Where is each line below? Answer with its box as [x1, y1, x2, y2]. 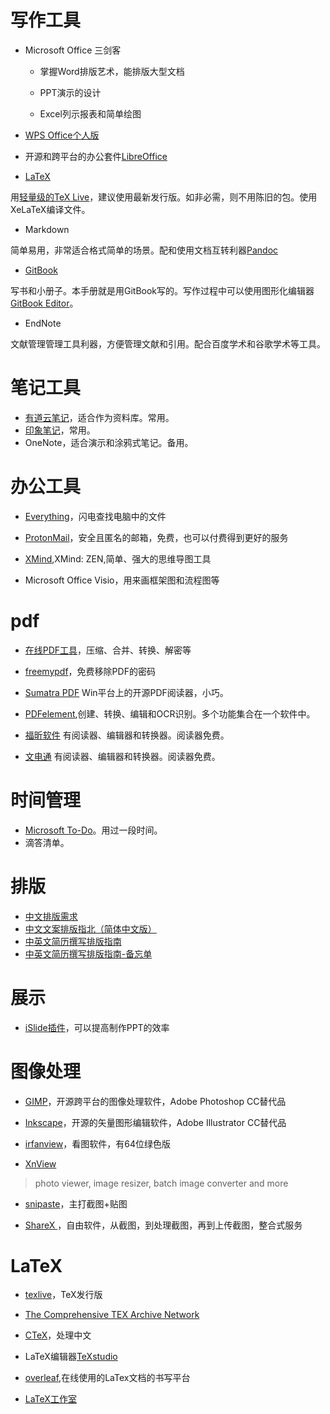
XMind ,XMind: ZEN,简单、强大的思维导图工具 [24, 552, 212, 565]
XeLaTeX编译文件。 [10, 203, 91, 215]
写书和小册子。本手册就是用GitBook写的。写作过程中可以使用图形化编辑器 [10, 284, 315, 296]
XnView [24, 1157, 57, 1170]
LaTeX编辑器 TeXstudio [24, 1351, 118, 1363]
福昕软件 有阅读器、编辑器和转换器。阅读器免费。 [24, 729, 230, 741]
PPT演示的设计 [39, 86, 102, 98]
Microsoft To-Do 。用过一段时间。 [24, 824, 163, 836]
